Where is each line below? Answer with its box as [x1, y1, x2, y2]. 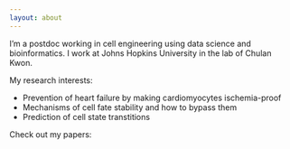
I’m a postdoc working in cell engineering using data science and [9, 38, 251, 49]
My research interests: [9, 74, 93, 86]
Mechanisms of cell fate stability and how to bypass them [22, 101, 238, 113]
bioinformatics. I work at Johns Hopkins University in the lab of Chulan [9, 47, 272, 59]
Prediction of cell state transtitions [22, 111, 151, 122]
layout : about [9, 13, 63, 23]
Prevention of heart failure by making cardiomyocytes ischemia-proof [22, 92, 282, 103]
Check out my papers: [9, 128, 92, 140]
